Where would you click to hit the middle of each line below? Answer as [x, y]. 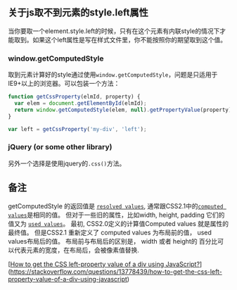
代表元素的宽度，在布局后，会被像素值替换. [77, 250]
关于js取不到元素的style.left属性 [78, 13]
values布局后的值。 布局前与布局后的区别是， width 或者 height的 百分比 [113, 241]
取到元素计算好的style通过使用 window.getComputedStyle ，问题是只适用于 [113, 75]
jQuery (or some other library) [60, 147]
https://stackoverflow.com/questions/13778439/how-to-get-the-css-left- [116, 271]
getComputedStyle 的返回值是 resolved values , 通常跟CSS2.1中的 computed [116, 206]
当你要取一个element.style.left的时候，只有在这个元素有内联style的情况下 [114, 31]
